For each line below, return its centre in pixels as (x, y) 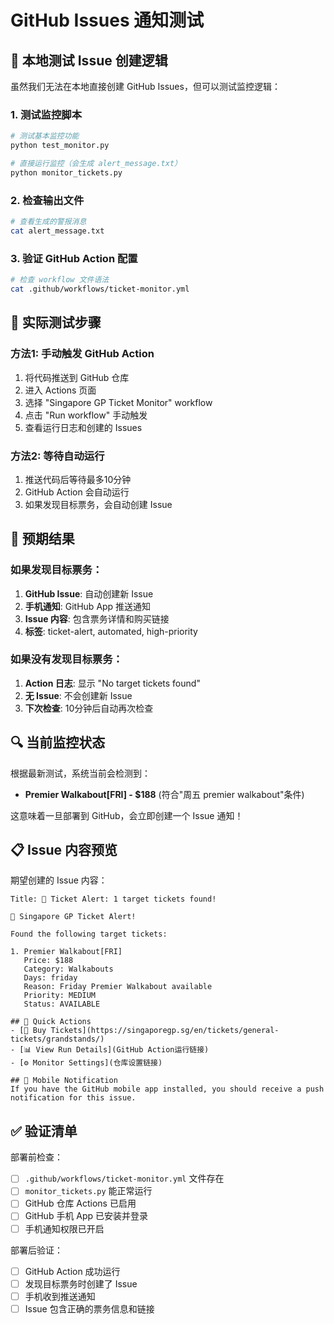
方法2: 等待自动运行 (57, 456)
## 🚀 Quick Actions (51, 1022)
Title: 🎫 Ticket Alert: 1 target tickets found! (113, 899)
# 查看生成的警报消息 (48, 222)
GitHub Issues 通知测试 (107, 20)
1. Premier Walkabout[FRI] (66, 952)
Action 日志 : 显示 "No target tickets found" (112, 683)
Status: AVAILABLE (62, 1004)
